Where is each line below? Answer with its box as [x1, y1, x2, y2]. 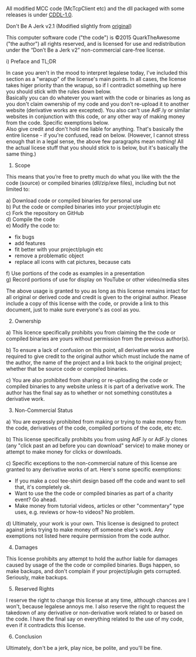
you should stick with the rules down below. [6, 88, 112, 95]
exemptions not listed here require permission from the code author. [6, 532, 171, 539]
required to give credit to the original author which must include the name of [6, 353, 190, 360]
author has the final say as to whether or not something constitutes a [6, 389, 172, 396]
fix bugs [14, 233, 35, 240]
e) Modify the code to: [6, 222, 60, 229]
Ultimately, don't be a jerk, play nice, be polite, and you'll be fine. [6, 645, 163, 651]
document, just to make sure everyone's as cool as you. [6, 306, 140, 313]
